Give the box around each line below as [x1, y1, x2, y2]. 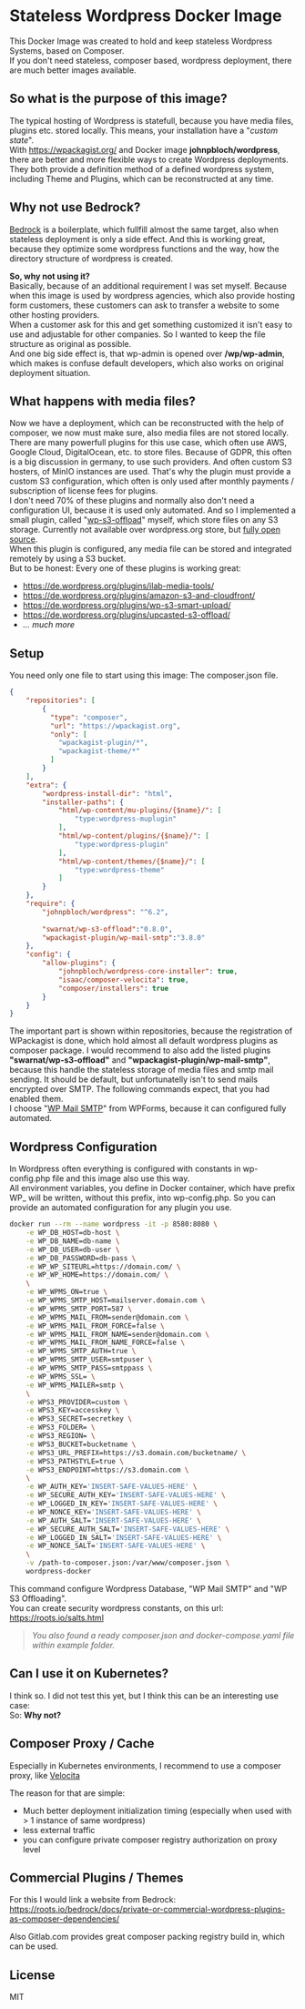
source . [9, 534, 38, 545]
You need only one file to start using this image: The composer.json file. [9, 670, 279, 681]
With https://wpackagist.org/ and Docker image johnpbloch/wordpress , [9, 144, 280, 155]
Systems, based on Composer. [9, 45, 125, 56]
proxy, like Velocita [9, 1769, 80, 1780]
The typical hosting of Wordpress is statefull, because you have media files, [9, 115, 294, 126]
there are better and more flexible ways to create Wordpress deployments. [9, 154, 289, 165]
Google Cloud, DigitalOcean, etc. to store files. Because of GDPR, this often [9, 447, 292, 458]
